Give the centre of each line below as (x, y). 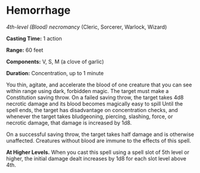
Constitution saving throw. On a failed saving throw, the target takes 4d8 (95, 97)
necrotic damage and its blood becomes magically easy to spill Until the (95, 104)
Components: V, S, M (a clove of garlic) (55, 61)
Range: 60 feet (25, 50)
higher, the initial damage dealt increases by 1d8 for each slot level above (96, 158)
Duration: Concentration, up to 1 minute (55, 73)
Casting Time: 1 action (34, 38)
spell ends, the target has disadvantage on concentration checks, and (92, 110)
